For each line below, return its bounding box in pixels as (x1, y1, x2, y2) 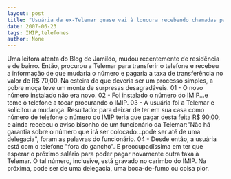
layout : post (7, 10, 45, 17)
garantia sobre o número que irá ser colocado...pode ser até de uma (7, 128, 201, 136)
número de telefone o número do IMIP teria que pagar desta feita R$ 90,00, (7, 113, 221, 121)
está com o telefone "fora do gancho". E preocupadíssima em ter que (7, 143, 203, 151)
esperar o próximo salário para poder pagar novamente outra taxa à (7, 149, 199, 158)
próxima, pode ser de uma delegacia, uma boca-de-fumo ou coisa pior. (7, 165, 210, 173)
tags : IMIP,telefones (7, 29, 69, 36)
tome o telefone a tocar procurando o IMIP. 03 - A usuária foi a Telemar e (7, 98, 214, 107)
